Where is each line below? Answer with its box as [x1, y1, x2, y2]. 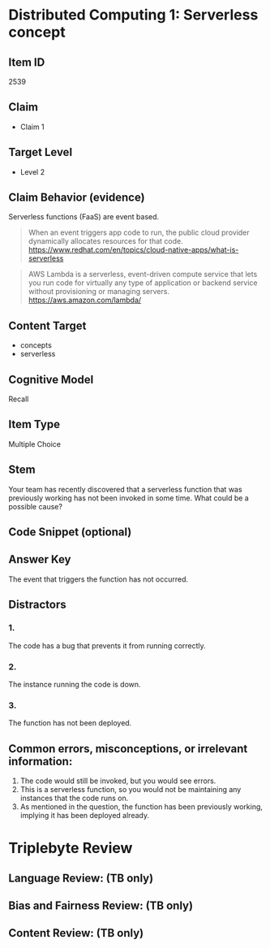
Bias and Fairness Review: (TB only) [8, 898, 193, 912]
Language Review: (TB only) [8, 871, 154, 885]
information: [8, 754, 73, 768]
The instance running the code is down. [8, 679, 141, 689]
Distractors [8, 598, 66, 612]
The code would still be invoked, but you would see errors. [19, 776, 216, 786]
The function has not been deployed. [8, 718, 132, 728]
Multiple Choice [8, 439, 62, 448]
